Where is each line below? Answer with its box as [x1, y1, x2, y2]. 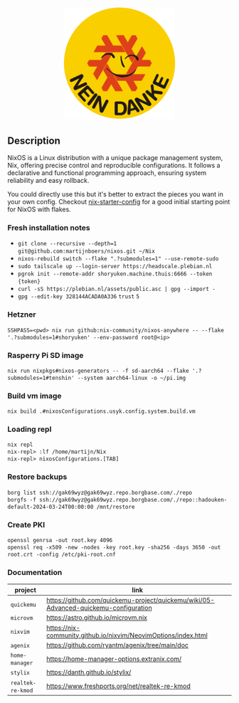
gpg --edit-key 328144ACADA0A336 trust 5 [17, 293, 140, 300]
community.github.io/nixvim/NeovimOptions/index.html [46, 630, 208, 640]
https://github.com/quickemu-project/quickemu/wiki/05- [46, 596, 215, 605]
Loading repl [7, 424, 52, 434]
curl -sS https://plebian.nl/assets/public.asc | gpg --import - [17, 285, 216, 293]
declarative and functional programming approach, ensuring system [7, 169, 207, 177]
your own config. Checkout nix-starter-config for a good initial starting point [7, 198, 230, 206]
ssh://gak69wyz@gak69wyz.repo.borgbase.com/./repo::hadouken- [38, 496, 228, 503]
